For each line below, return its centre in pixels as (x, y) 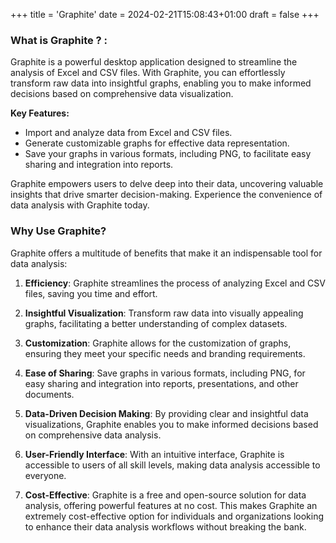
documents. (49, 394)
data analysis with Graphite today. (80, 205)
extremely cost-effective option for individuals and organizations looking (174, 516)
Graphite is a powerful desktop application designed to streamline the (154, 62)
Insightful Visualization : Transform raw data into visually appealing (164, 313)
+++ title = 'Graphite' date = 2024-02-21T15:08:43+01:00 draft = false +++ (165, 14)
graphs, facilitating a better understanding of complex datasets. (156, 323)
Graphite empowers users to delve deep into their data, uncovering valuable (167, 184)
